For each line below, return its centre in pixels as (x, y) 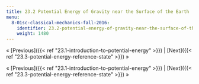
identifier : (31, 28)
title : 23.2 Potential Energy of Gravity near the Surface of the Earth (98, 12)
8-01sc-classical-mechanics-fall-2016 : (61, 22)
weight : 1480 (33, 34)
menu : (13, 17)
